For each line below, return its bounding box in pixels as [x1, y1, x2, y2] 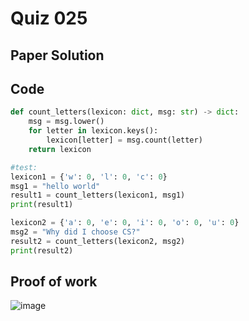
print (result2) [10, 245, 74, 256]
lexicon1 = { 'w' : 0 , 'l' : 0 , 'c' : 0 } [10, 172, 168, 182]
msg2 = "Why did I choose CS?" [10, 227, 141, 237]
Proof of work [10, 273, 98, 291]
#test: [10, 162, 38, 172]
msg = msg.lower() [28, 117, 105, 127]
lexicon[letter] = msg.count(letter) [46, 135, 203, 146]
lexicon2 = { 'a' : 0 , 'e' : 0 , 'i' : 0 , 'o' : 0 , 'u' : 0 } [10, 218, 240, 228]
